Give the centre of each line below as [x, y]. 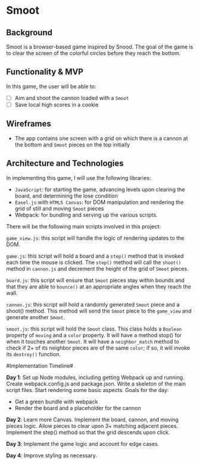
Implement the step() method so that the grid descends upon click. [88, 432]
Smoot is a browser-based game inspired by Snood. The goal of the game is [100, 47]
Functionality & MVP [45, 72]
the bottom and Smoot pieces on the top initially [72, 145]
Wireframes [29, 124]
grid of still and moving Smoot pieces [59, 208]
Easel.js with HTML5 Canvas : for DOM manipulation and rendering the [99, 202]
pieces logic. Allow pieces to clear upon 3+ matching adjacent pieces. [92, 426]
